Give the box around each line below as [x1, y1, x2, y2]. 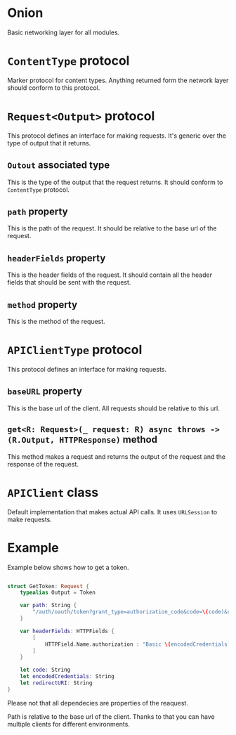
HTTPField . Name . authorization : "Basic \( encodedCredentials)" [44, 641, 234, 648]
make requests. [7, 515, 53, 523]
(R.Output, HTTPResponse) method [7, 434, 158, 445]
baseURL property [7, 385, 82, 398]
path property [7, 206, 68, 218]
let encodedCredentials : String [20, 673, 114, 680]
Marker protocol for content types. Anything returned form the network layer [7, 76, 229, 84]
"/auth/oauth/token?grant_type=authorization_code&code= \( [32, 609, 209, 616]
